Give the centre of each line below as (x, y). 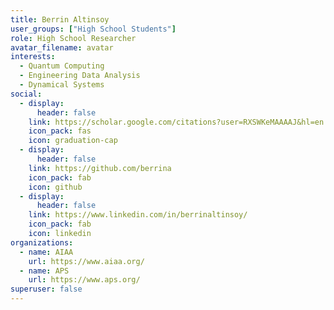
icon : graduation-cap (73, 141)
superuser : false (46, 289)
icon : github (55, 187)
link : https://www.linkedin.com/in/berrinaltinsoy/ (138, 215)
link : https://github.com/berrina (100, 168)
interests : (33, 57)
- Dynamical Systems (62, 85)
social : (26, 94)
